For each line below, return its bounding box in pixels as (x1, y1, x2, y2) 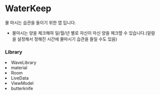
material (11, 65, 28, 71)
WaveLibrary (11, 59, 36, 66)
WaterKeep (5, 3, 52, 14)
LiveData (11, 75, 29, 81)
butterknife (11, 86, 33, 92)
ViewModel (11, 80, 34, 86)
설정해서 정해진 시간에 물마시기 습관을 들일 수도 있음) (17, 36, 117, 42)
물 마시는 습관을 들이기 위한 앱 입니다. (5, 19, 76, 25)
